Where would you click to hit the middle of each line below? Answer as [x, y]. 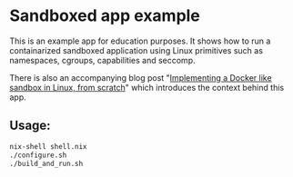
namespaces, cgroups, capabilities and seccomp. [102, 60]
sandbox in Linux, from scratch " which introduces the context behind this [147, 87]
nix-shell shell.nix [49, 146]
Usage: [30, 126]
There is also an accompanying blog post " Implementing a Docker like [141, 77]
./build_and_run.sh [46, 163]
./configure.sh [38, 155]
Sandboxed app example [105, 16]
